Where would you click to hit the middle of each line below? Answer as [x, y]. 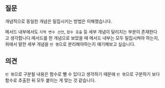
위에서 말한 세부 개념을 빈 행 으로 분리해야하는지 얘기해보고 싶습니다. [70, 44]
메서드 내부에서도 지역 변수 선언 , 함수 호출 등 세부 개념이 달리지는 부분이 [73, 32]
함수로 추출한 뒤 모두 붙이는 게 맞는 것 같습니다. [51, 80]
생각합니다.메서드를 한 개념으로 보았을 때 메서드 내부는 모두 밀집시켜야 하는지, [85, 38]
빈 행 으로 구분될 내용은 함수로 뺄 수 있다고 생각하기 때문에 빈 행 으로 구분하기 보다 [82, 74]
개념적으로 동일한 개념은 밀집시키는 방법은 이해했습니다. [59, 21]
